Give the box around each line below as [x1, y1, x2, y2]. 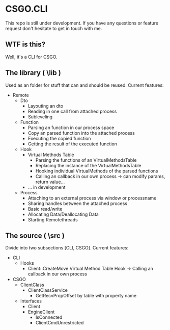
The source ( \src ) [5, 231, 65, 240]
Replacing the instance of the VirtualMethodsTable [35, 162, 141, 168]
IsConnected [35, 314, 63, 320]
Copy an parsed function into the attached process [27, 130, 135, 136]
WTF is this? [5, 40, 46, 49]
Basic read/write [27, 206, 63, 212]
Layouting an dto [27, 103, 64, 109]
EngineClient [27, 309, 55, 315]
